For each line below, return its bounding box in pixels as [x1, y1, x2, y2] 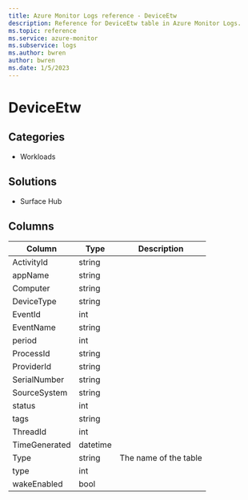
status [12, 400, 36, 412]
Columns [8, 219, 54, 233]
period [12, 335, 38, 346]
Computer [12, 283, 50, 294]
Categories [8, 130, 66, 144]
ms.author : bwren [8, 49, 66, 57]
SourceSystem [12, 387, 68, 398]
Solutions [8, 175, 58, 189]
